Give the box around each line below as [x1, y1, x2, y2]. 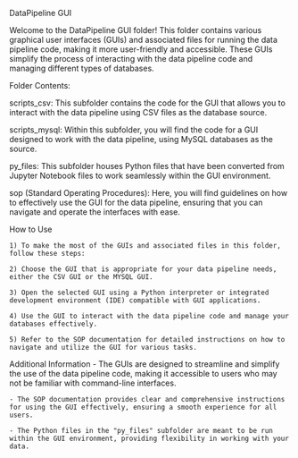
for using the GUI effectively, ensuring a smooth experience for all [9, 403, 277, 411]
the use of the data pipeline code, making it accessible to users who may [9, 369, 278, 378]
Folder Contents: [9, 81, 71, 90]
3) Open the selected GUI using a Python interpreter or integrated [9, 288, 269, 297]
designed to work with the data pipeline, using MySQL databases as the [9, 134, 274, 144]
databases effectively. [9, 319, 98, 328]
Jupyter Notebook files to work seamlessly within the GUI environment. [9, 170, 271, 181]
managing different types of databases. [9, 63, 154, 73]
